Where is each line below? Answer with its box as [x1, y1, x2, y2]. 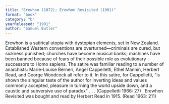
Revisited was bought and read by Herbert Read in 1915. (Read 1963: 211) [5, 93, 156, 99]
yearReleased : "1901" [5, 21, 51, 27]
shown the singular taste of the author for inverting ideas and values [5, 77, 147, 83]
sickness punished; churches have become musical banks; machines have [5, 51, 160, 57]
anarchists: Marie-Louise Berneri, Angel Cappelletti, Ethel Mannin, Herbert [5, 66, 160, 73]
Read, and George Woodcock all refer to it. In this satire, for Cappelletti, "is [5, 72, 160, 78]
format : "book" [5, 12, 37, 17]
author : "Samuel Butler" [5, 26, 58, 31]
